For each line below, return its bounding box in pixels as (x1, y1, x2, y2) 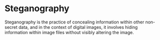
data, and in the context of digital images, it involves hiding (18, 24, 138, 30)
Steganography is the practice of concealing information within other (4, 19, 145, 25)
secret (4, 24, 18, 30)
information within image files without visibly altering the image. (4, 29, 134, 35)
